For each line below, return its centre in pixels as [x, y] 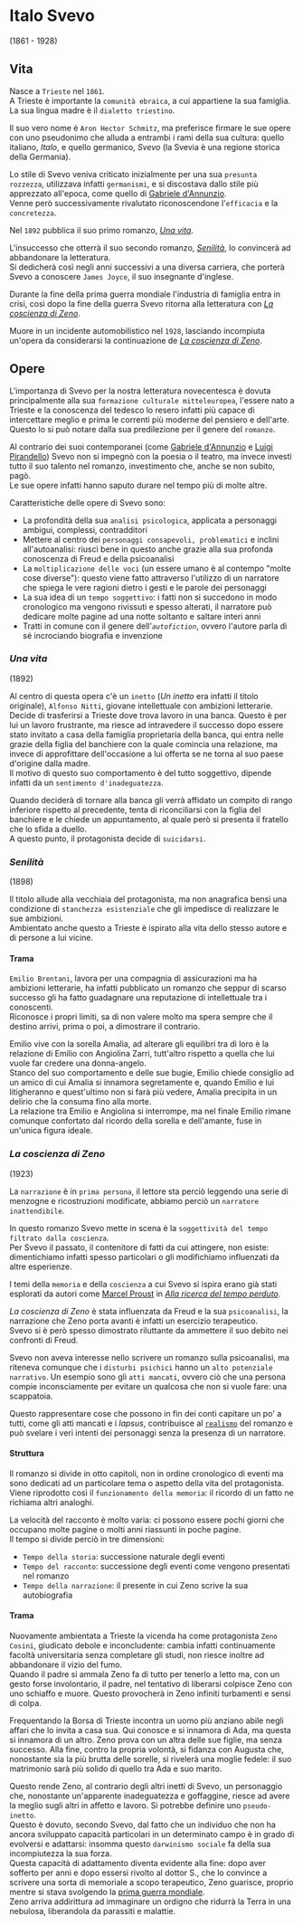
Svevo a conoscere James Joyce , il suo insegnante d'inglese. [122, 276]
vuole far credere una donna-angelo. [78, 1063]
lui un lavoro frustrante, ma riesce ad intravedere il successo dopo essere [147, 725]
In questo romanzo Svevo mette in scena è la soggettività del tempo [139, 1228]
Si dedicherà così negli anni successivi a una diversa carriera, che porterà [147, 267]
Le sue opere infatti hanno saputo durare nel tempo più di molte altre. [138, 485]
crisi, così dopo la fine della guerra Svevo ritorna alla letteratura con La [142, 303]
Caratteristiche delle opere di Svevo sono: [87, 502]
